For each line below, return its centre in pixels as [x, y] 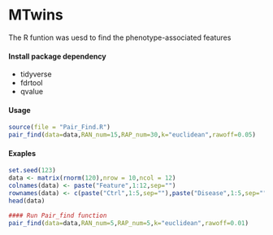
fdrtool [31, 83]
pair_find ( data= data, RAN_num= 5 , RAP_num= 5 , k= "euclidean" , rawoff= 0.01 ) [129, 223]
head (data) [27, 201]
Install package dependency [58, 56]
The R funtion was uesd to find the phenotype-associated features [120, 37]
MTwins [36, 15]
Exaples [22, 153]
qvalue [31, 92]
